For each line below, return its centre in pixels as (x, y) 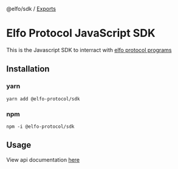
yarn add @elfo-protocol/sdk (43, 99)
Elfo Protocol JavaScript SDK (81, 33)
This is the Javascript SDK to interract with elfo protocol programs (89, 50)
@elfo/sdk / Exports (31, 9)
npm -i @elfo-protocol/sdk (40, 127)
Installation (28, 69)
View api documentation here (43, 159)
